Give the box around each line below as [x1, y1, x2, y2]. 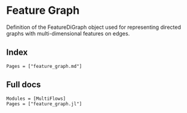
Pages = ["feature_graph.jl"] [6, 100, 83, 107]
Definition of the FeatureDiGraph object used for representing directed [6, 23, 181, 31]
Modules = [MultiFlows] [6, 96, 66, 102]
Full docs [6, 79, 41, 90]
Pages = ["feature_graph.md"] [6, 63, 83, 69]
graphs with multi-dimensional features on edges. [6, 29, 130, 37]
